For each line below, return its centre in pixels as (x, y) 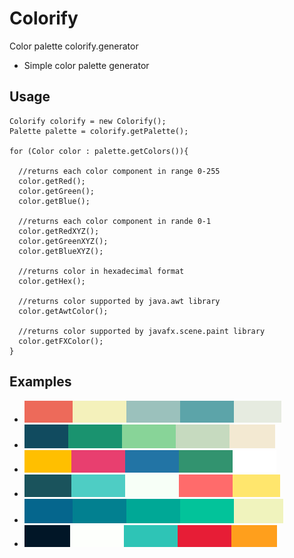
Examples (40, 382)
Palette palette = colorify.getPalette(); (99, 131)
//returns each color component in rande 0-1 (115, 221)
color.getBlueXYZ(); (61, 251)
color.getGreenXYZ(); (63, 241)
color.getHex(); (52, 281)
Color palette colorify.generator (74, 46)
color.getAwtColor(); (63, 311)
